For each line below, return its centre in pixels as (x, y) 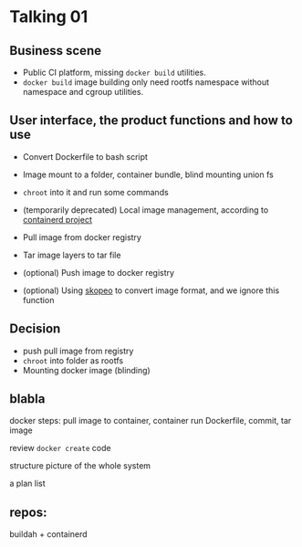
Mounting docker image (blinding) (86, 370)
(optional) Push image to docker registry (99, 272)
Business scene (56, 51)
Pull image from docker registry (82, 237)
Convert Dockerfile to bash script (85, 156)
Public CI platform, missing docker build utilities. (115, 72)
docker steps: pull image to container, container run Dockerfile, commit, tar (151, 421)
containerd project (57, 219)
